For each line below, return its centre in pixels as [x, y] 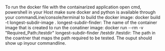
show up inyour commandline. [36, 43]
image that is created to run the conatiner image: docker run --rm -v [74, 28]
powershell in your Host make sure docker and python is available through [81, 12]
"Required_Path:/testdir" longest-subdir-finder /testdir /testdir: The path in [81, 33]
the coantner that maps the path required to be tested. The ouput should [79, 38]
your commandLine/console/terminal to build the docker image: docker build [83, 17]
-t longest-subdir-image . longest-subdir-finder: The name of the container [81, 22]
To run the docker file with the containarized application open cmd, [73, 7]
